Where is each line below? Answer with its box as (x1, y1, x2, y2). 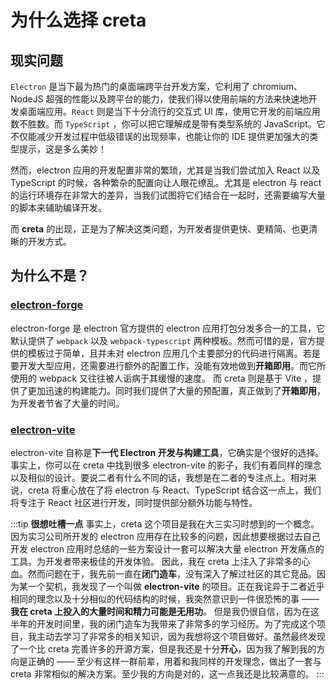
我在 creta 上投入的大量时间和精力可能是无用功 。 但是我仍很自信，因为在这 (10, 605, 320, 617)
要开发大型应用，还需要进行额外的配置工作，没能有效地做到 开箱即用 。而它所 (10, 359, 326, 371)
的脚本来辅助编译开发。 (10, 202, 107, 213)
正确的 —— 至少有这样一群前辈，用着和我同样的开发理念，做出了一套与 (27, 655, 322, 667)
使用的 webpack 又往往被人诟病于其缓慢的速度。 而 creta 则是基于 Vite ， (10, 372, 313, 384)
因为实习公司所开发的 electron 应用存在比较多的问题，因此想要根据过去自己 (10, 530, 321, 542)
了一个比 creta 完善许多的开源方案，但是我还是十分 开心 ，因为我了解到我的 (10, 642, 317, 655)
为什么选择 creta (10, 9, 147, 32)
